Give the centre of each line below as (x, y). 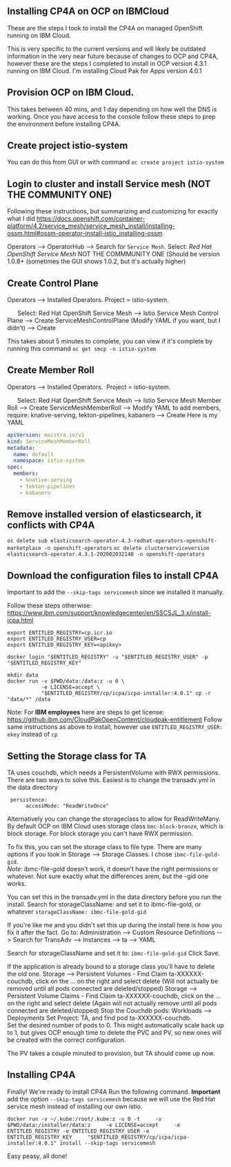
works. (17, 884)
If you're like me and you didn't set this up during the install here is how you (114, 925)
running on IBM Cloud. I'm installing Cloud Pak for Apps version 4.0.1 (104, 70)
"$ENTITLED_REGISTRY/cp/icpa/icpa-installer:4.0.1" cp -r (126, 694)
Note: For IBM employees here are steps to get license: (86, 712)
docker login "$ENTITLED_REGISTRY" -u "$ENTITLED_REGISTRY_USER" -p (108, 657)
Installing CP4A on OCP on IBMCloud (88, 11)
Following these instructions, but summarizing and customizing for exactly (113, 211)
